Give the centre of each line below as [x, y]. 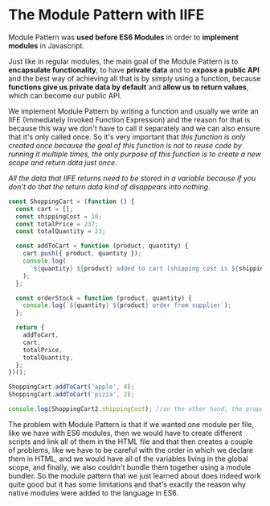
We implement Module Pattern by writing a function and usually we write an [133, 111]
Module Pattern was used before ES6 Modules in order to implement [124, 37]
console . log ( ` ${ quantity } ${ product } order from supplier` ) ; [127, 305]
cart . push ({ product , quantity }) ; [82, 254]
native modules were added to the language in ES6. [94, 492]
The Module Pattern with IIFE [106, 15]
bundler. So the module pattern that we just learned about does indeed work [135, 475]
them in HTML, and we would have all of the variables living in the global [128, 458]
